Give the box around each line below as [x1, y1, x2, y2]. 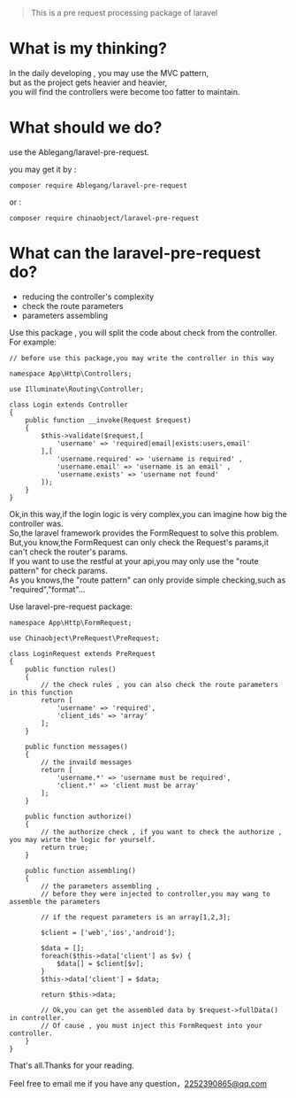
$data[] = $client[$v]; [56, 959, 144, 968]
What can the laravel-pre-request [9, 244, 262, 264]
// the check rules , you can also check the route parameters [41, 680, 278, 689]
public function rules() [25, 664, 117, 674]
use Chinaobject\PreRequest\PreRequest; [9, 633, 161, 643]
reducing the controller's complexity [21, 291, 155, 302]
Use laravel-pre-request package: [9, 601, 133, 612]
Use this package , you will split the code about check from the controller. [9, 327, 277, 337]
